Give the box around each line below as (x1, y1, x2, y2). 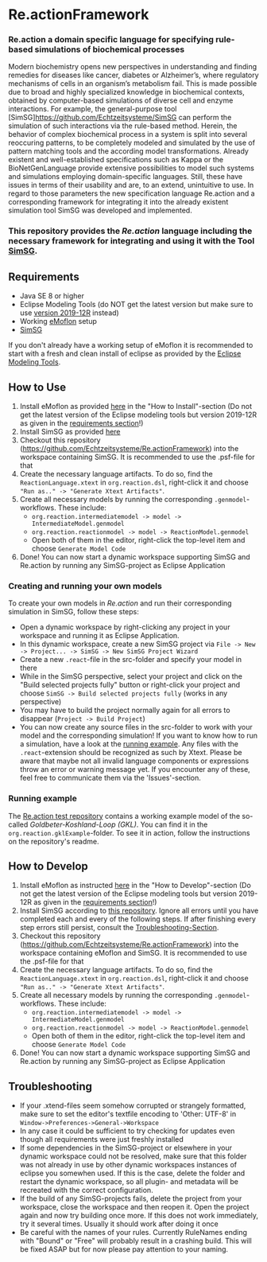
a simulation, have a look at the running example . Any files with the (19, 739, 238, 749)
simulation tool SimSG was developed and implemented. (8, 205, 192, 216)
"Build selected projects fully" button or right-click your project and (19, 680, 241, 690)
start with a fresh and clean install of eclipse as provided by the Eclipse (8, 349, 242, 359)
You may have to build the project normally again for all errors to (19, 706, 230, 715)
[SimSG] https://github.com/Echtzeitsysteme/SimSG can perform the (8, 113, 232, 123)
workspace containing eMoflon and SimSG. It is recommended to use (19, 948, 248, 958)
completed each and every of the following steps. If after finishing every (19, 914, 257, 924)
